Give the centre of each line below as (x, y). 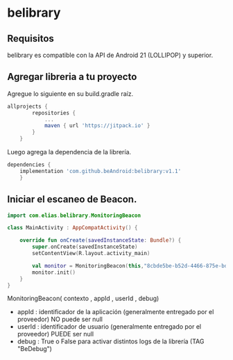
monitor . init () (54, 272)
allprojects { (28, 106)
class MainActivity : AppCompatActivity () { (72, 228)
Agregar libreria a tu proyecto (72, 77)
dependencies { (29, 165)
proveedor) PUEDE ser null (55, 334)
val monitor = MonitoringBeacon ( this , (88, 265)
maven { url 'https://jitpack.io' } (97, 126)
